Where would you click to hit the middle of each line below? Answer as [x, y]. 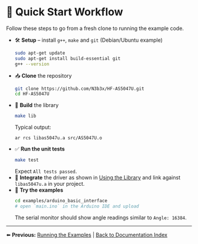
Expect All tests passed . [46, 171]
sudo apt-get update [40, 53]
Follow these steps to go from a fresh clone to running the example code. [95, 28]
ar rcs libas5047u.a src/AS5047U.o [58, 138]
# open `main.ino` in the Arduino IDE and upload [77, 206]
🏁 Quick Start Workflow [65, 12]
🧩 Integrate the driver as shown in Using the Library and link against [98, 178]
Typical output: [33, 127]
